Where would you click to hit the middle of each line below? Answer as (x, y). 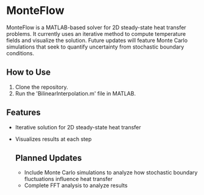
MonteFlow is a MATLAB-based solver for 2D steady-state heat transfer (97, 27)
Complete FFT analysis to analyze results (76, 185)
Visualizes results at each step (53, 139)
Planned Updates (48, 158)
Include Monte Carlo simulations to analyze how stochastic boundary (111, 173)
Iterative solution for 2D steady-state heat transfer (78, 127)
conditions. (20, 53)
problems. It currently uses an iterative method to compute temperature (96, 33)
